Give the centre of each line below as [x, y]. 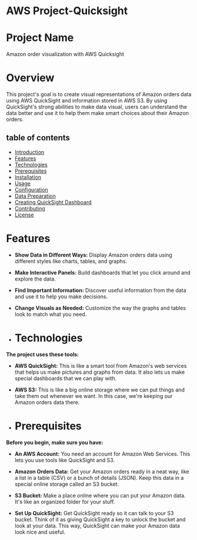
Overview [30, 78]
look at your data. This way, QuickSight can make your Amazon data [97, 525]
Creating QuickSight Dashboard [53, 202]
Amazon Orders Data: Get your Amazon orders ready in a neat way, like [102, 471]
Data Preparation [35, 196]
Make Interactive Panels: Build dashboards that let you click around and [103, 272]
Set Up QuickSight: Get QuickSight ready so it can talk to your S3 [94, 513]
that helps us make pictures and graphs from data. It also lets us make [100, 372]
